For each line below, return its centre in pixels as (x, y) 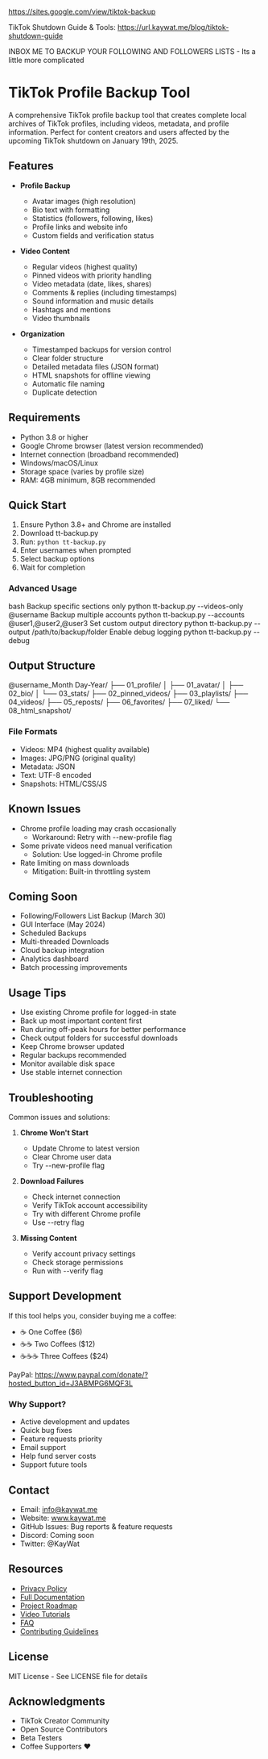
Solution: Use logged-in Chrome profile (97, 854)
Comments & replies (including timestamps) (104, 292)
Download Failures (52, 1181)
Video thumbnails (61, 318)
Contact (29, 1490)
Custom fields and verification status (93, 235)
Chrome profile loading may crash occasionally (98, 828)
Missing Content (48, 1239)
